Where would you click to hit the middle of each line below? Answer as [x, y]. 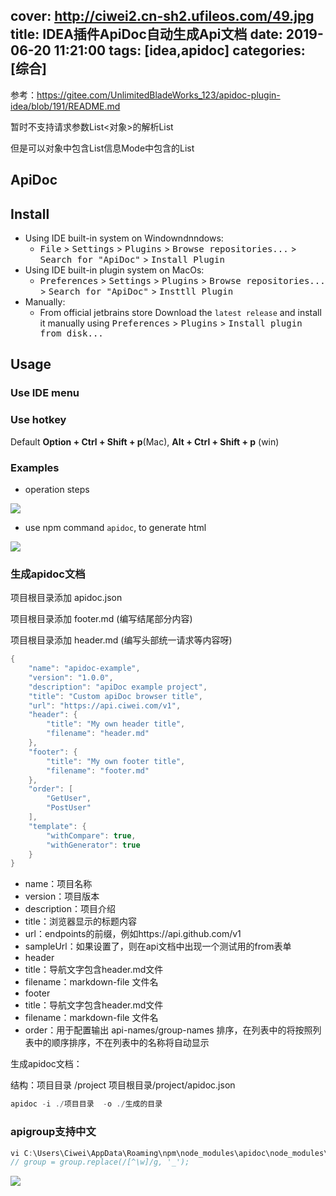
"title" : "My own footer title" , [116, 761]
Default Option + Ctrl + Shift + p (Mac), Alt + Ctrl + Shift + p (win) [145, 441]
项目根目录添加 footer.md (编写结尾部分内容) [101, 619]
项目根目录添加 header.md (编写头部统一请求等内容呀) [121, 640]
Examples [35, 467]
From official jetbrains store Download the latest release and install [180, 313]
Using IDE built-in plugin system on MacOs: [114, 270]
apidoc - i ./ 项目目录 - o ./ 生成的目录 [86, 1104]
